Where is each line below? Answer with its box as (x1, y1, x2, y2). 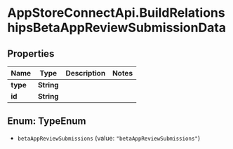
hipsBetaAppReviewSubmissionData (7, 20, 227, 36)
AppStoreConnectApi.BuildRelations (7, 5, 226, 21)
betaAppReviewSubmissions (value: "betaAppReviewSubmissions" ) (17, 134, 201, 142)
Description (65, 69, 106, 78)
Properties (7, 48, 55, 59)
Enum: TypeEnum (7, 115, 86, 127)
